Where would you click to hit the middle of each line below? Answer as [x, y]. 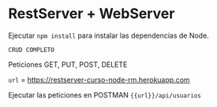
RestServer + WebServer [92, 14]
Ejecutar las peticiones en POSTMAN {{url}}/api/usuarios [105, 94]
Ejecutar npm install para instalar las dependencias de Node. [108, 35]
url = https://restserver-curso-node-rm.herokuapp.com [99, 79]
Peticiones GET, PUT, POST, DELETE [68, 65]
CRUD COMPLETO [32, 50]
